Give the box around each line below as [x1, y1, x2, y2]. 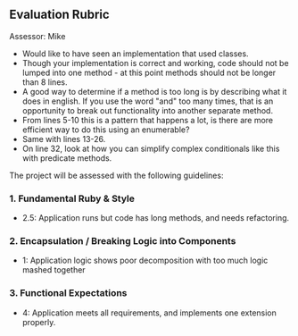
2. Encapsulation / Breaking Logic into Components [9, 235, 236, 248]
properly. [21, 316, 56, 327]
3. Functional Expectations [9, 287, 128, 299]
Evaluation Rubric [9, 7, 110, 22]
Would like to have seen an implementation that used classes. [21, 48, 249, 59]
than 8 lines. [21, 76, 68, 88]
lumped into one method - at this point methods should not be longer [21, 67, 277, 78]
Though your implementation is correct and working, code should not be [21, 57, 289, 68]
